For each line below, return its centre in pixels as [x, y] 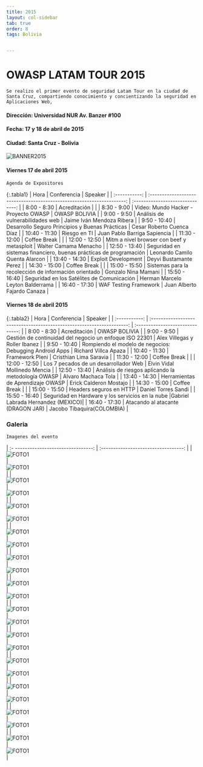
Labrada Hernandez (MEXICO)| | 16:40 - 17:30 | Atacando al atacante [92, 402]
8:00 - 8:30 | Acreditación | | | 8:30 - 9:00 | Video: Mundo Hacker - [109, 207]
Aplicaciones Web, [29, 102]
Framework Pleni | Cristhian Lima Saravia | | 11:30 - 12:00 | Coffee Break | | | [101, 357]
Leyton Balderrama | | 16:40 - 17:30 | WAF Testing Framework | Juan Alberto [101, 284]
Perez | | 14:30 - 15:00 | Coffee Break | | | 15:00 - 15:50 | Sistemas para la [98, 265]
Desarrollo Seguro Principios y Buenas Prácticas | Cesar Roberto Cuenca [98, 226]
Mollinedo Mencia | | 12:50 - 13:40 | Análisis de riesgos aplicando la [91, 370]
